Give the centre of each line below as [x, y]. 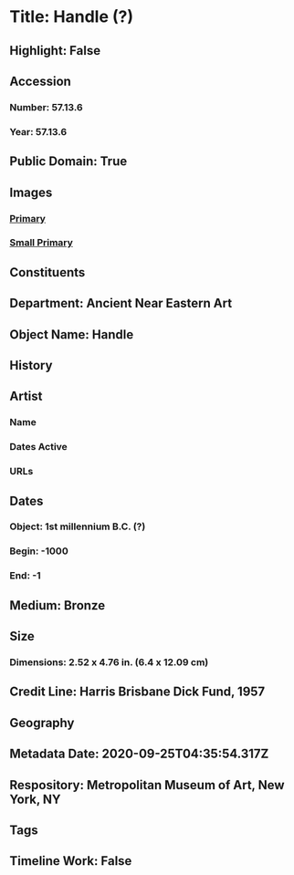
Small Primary [41, 243]
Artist [26, 396]
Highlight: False [55, 51]
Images [31, 192]
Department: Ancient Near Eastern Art [121, 303]
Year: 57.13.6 [38, 131]
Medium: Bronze [58, 605]
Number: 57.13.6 [47, 107]
